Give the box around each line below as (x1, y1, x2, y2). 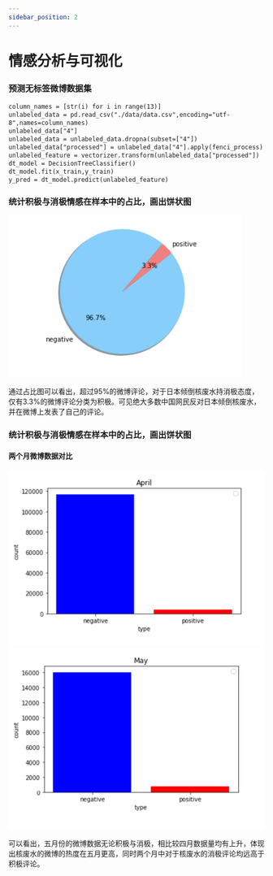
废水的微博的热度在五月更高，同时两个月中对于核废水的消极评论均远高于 (22, 849, 265, 859)
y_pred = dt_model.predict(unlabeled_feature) (8, 176, 169, 184)
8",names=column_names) (8, 119, 89, 128)
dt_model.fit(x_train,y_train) (8, 167, 115, 176)
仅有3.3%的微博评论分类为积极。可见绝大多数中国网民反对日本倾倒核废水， (8, 397, 262, 406)
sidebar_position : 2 (8, 13, 79, 21)
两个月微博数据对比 (8, 451, 73, 461)
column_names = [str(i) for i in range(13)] (8, 102, 162, 111)
